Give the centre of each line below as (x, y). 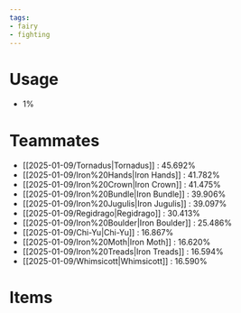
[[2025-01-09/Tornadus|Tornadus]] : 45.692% (109, 166)
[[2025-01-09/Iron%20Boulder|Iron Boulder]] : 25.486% (127, 223)
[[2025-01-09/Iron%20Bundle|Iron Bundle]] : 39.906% (124, 194)
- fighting (30, 34)
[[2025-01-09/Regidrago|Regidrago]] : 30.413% (111, 214)
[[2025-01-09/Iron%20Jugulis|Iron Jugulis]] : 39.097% (125, 204)
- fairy (24, 26)
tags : (19, 18)
